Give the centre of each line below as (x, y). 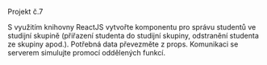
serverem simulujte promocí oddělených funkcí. (87, 53)
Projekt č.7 (25, 12)
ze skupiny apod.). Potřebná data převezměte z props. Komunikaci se (123, 44)
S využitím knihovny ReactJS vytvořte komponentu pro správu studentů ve (132, 27)
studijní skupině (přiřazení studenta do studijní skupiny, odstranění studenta (133, 36)
